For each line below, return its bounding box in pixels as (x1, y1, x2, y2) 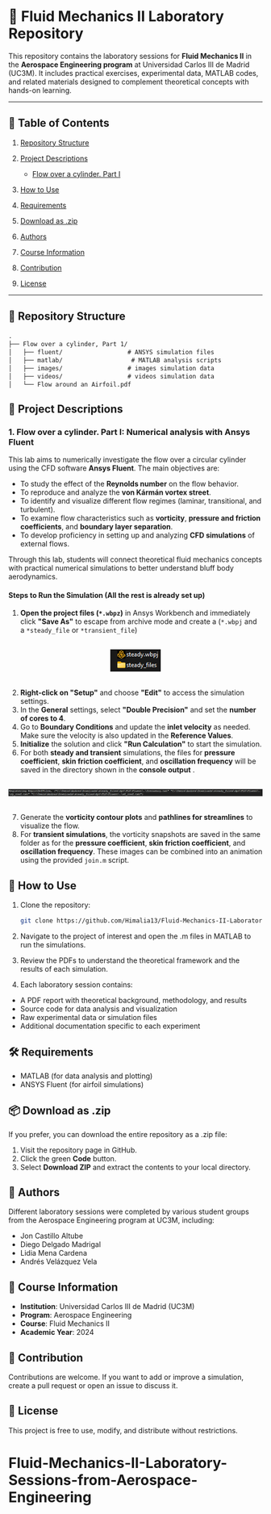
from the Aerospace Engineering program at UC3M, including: (8, 1215, 215, 1225)
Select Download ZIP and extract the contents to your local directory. (19, 1162, 252, 1172)
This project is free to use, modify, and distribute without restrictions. (8, 1425, 238, 1435)
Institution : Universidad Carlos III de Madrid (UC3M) (19, 1302, 195, 1311)
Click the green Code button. (19, 1153, 117, 1163)
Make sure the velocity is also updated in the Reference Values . (19, 730, 234, 741)
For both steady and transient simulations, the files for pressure (19, 748, 236, 758)
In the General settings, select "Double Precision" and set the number (19, 705, 256, 715)
